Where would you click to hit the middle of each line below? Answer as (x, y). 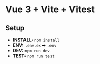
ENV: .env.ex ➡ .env (34, 45)
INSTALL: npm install (36, 40)
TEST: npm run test (34, 56)
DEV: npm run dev (31, 51)
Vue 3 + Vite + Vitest (50, 9)
